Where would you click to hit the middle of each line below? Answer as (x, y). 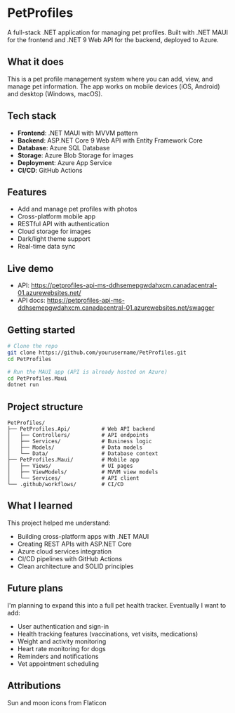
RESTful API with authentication (63, 224)
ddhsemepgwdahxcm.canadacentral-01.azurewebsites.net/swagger (116, 308)
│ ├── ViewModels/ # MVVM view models (83, 472)
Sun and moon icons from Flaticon (57, 702)
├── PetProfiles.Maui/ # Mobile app (73, 460)
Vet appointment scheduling (58, 663)
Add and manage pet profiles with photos (77, 209)
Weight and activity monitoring (62, 641)
